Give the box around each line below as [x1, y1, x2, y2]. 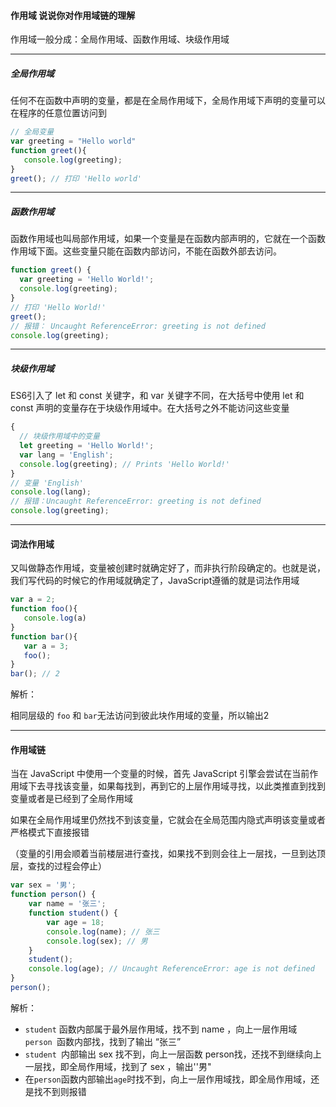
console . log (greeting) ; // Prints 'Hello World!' [19, 459, 230, 469]
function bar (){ [10, 631, 78, 642]
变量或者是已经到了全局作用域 [10, 793, 133, 805]
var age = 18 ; [46, 917, 105, 927]
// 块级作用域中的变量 [19, 431, 100, 442]
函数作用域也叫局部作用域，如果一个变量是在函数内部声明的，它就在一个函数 [10, 233, 326, 245]
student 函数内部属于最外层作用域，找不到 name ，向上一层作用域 [24, 1023, 298, 1035]
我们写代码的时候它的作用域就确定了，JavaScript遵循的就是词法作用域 [10, 575, 300, 587]
